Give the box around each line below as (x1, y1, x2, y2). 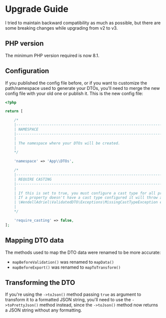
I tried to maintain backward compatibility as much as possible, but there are (5, 20, 161, 26)
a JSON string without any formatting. (5, 307, 83, 313)
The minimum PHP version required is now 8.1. (5, 52, 100, 58)
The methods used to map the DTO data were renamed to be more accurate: (5, 249, 161, 255)
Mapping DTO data (5, 236, 64, 245)
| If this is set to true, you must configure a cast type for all (14, 191, 156, 196)
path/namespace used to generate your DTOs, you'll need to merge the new (5, 85, 160, 91)
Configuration (5, 67, 49, 75)
